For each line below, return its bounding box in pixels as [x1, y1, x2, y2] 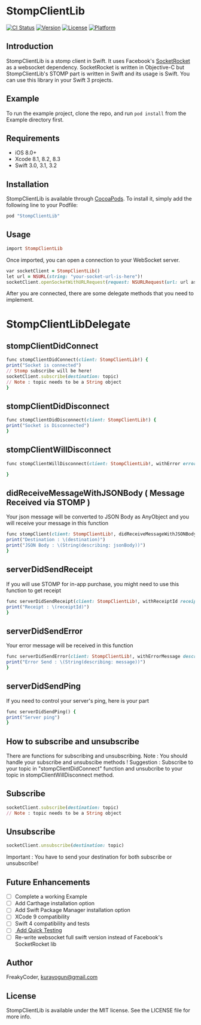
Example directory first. [6, 116, 64, 123]
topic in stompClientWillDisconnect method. [6, 771, 115, 779]
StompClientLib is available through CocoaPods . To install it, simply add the [6, 195, 193, 202]
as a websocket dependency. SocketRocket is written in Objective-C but [6, 63, 184, 71]
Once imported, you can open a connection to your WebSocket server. [6, 256, 181, 263]
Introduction [6, 41, 54, 51]
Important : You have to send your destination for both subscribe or [6, 853, 172, 860]
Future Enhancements [6, 877, 91, 887]
